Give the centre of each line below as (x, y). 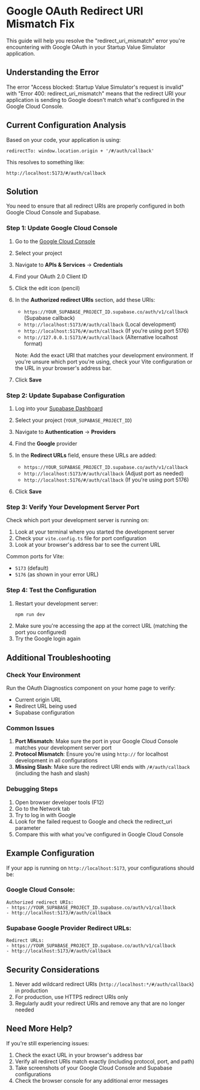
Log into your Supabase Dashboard (59, 408)
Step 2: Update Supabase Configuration (65, 395)
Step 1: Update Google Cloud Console (62, 228)
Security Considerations (53, 970)
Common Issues (31, 728)
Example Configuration (50, 853)
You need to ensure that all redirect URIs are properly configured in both (95, 206)
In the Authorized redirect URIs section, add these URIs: (85, 299)
